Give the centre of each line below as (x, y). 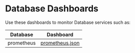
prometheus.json (60, 43)
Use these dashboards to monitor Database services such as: (68, 22)
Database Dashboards (52, 9)
